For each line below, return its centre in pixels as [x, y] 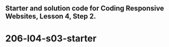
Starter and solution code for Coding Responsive [85, 8]
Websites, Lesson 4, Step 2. [51, 17]
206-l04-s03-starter [51, 38]
